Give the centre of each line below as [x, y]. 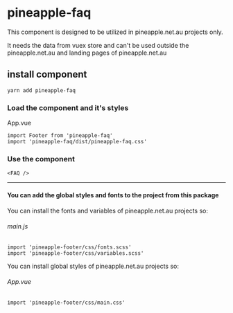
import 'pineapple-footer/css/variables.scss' [76, 253]
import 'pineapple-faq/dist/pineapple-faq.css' [77, 142]
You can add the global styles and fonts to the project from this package [113, 195]
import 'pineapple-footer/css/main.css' [67, 303]
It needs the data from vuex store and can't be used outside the [98, 45]
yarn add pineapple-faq [42, 90]
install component [47, 74]
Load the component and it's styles [68, 107]
